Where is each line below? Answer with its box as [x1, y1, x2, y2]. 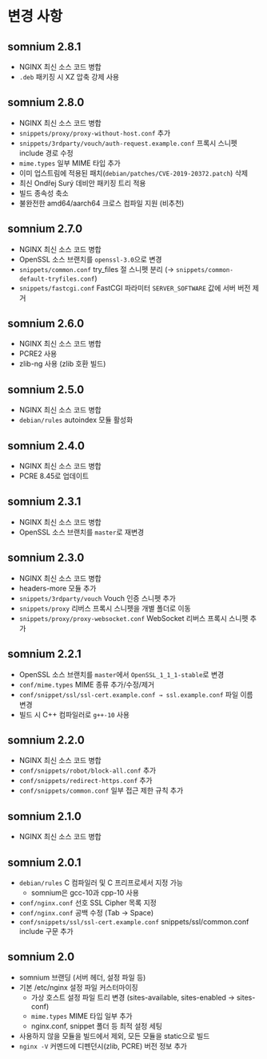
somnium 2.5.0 [7, 383, 85, 396]
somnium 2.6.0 [7, 317, 85, 331]
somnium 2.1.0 [7, 809, 82, 823]
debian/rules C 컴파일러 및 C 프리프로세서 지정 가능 [18, 878, 183, 887]
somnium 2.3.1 [7, 495, 82, 509]
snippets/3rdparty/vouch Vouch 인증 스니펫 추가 [18, 593, 177, 603]
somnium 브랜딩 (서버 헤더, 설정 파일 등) [18, 972, 146, 982]
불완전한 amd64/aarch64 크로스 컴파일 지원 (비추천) [18, 198, 185, 208]
